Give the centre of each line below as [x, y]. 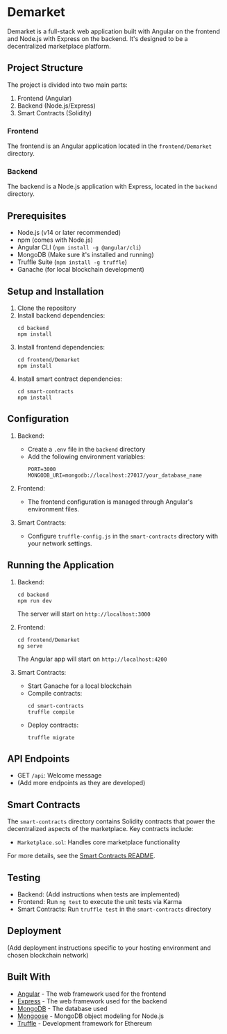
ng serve [30, 646]
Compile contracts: [55, 693]
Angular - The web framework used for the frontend [92, 994]
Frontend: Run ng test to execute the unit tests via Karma [100, 902]
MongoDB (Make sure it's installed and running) [85, 255]
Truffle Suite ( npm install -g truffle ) [72, 262]
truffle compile [51, 712]
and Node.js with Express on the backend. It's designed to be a [98, 38]
